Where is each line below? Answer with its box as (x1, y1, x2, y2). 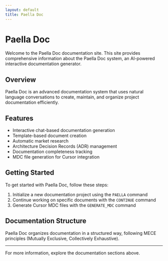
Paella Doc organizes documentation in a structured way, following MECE (5, 230, 156, 236)
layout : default (5, 7, 39, 13)
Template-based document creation (12, 133, 86, 139)
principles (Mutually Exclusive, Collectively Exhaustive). (5, 235, 119, 241)
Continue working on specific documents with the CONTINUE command (12, 197, 156, 203)
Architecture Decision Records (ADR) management (12, 144, 117, 150)
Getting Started (5, 169, 54, 177)
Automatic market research (12, 138, 69, 144)
